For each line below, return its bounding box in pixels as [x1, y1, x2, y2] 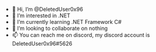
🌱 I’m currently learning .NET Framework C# [11, 19, 122, 25]
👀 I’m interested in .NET [11, 12, 70, 19]
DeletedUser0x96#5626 [11, 40, 72, 47]
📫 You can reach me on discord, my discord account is [11, 32, 151, 38]
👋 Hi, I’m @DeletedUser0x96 [11, 6, 83, 13]
